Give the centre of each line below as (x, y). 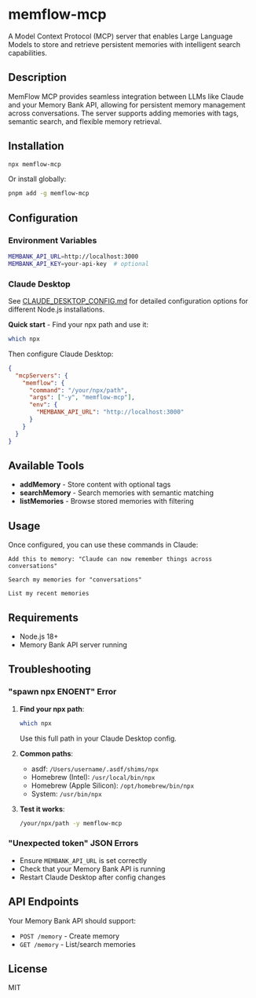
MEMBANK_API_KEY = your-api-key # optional (79, 264)
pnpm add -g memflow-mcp (49, 194)
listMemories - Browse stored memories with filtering (106, 501)
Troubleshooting (50, 670)
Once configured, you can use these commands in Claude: (103, 545)
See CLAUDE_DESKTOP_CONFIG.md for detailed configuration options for (128, 301)
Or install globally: (37, 179)
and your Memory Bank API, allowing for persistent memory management (127, 104)
